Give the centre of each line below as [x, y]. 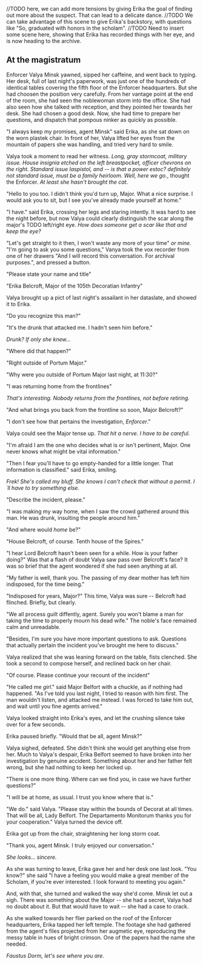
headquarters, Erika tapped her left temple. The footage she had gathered [98, 924]
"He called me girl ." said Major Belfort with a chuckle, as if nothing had [95, 687]
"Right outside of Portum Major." [47, 363]
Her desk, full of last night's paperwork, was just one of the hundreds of [96, 81]
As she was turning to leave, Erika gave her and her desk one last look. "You [101, 869]
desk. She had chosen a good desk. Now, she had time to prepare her [93, 113]
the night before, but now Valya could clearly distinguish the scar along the [100, 218]
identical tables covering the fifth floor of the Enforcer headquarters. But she [102, 87]
